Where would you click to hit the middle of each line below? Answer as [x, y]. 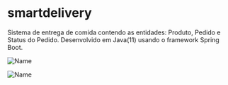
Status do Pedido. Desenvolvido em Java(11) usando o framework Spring [113, 39]
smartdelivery [50, 13]
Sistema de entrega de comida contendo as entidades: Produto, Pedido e [114, 32]
